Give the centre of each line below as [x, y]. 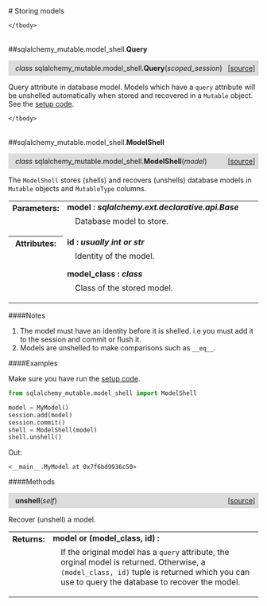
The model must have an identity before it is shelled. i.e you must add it [137, 331]
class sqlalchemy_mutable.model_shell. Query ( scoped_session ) [119, 68]
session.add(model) [41, 415]
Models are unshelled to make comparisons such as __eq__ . [118, 348]
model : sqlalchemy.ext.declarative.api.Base [153, 207]
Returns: [29, 539]
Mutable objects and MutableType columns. [77, 188]
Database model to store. [122, 221]
